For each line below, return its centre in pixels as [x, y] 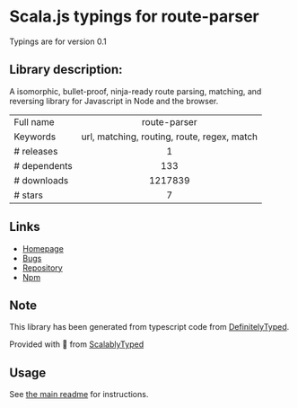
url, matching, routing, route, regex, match [170, 137]
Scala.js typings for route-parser [135, 17]
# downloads [41, 180]
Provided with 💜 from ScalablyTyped [77, 344]
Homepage [43, 248]
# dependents [44, 165]
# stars [28, 195]
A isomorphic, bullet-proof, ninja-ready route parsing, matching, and [136, 91]
